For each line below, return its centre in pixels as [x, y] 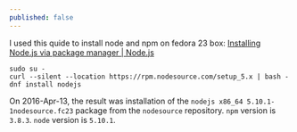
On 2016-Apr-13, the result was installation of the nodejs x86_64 [126, 101]
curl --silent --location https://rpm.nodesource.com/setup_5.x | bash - [149, 77]
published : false [41, 17]
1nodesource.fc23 [41, 111]
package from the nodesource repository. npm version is [176, 110]
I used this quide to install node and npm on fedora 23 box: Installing [135, 43]
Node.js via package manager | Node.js [82, 52]
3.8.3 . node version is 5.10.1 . [62, 120]
